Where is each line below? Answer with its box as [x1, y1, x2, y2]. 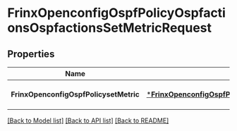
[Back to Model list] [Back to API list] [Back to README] [7, 116, 169, 125]
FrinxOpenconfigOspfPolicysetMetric [11, 89, 140, 99]
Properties [7, 48, 55, 60]
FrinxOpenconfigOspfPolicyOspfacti [7, 5, 226, 21]
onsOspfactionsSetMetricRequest [7, 20, 212, 36]
